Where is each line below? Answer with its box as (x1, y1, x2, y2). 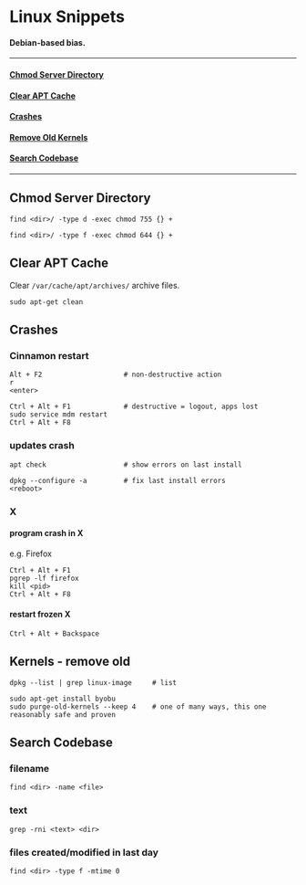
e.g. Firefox (9, 548, 53, 559)
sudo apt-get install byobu (9, 694, 117, 703)
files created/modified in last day (9, 846, 159, 859)
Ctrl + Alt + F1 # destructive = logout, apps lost (9, 402, 259, 412)
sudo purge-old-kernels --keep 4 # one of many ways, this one (9, 701, 267, 711)
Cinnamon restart (9, 349, 89, 362)
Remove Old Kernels (9, 132, 88, 142)
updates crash (9, 439, 75, 452)
